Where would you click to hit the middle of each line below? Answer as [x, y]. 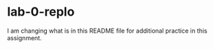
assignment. [25, 37]
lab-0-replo [41, 12]
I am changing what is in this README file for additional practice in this [107, 31]
